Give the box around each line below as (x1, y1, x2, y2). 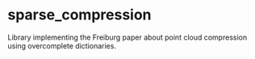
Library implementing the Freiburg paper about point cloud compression (7, 32, 248, 42)
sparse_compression (7, 6, 152, 24)
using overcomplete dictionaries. (7, 40, 116, 50)
